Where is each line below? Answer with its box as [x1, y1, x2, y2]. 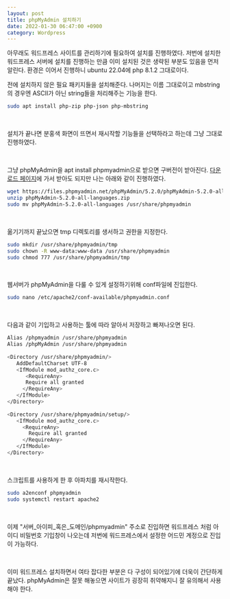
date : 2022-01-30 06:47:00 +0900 [7, 23, 103, 30]
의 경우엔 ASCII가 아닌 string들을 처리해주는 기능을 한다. [7, 89, 157, 97]
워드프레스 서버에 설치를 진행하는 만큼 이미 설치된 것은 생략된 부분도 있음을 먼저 [7, 58, 219, 66]
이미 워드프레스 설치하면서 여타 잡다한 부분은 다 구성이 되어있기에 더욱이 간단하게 [7, 567, 223, 576]
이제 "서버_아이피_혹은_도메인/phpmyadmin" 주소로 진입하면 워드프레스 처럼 [7, 522, 212, 530]
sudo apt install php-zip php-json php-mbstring [7, 103, 149, 110]
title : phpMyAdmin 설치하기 [7, 16, 81, 23]
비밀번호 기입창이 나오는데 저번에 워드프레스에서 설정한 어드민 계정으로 [19, 531, 209, 539]
